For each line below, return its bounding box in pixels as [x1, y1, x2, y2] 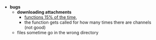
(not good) [24, 25, 46, 30]
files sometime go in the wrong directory [17, 30, 99, 35]
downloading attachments [17, 9, 72, 15]
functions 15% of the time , [24, 14, 77, 20]
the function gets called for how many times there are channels [24, 19, 152, 25]
